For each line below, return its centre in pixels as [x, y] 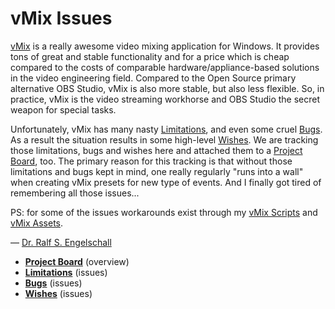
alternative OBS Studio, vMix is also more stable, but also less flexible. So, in [167, 88]
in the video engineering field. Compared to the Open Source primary [153, 78]
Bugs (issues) [53, 283]
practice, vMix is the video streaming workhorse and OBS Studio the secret [165, 99]
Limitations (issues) [66, 272]
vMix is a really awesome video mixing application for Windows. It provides [165, 46]
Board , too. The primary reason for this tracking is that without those [151, 161]
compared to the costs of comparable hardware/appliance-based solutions [165, 67]
